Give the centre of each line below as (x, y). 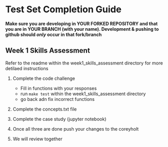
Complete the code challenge (44, 78)
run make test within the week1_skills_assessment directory (83, 94)
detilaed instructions (27, 68)
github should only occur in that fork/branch (54, 34)
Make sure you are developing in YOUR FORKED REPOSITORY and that (81, 24)
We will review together (37, 139)
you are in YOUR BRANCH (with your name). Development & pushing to (82, 29)
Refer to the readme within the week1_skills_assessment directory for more (84, 63)
